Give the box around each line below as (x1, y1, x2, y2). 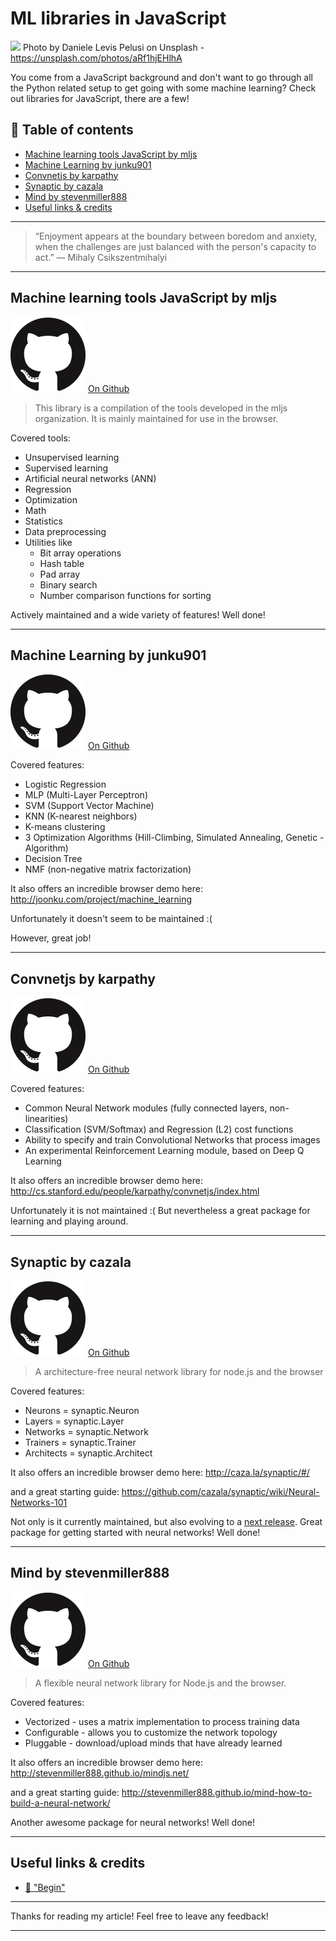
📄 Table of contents (10, 122, 134, 139)
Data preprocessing (24, 525, 107, 537)
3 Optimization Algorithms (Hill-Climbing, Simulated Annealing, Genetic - (24, 832, 325, 844)
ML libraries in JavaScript (10, 7, 227, 30)
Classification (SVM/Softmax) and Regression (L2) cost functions (24, 1123, 294, 1136)
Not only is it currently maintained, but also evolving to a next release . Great (10, 1516, 323, 1527)
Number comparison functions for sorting (39, 589, 212, 601)
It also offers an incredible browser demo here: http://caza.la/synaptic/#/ (10, 1467, 310, 1478)
